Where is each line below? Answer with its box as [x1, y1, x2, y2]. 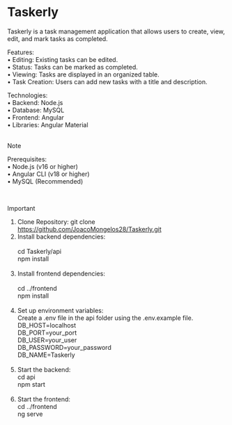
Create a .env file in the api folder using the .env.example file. [17, 314, 194, 322]
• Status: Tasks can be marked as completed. [7, 63, 138, 71]
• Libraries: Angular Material [7, 120, 88, 129]
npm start [17, 380, 45, 388]
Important [7, 204, 36, 212]
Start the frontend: [17, 394, 71, 403]
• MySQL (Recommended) [7, 177, 84, 185]
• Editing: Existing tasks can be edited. [7, 55, 118, 63]
